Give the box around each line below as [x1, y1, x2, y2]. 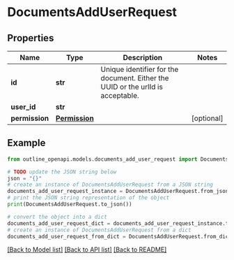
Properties [7, 32, 54, 44]
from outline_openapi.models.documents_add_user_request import [7, 155, 198, 163]
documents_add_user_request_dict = [7, 219, 111, 227]
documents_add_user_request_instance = [7, 188, 123, 195]
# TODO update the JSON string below [7, 168, 117, 175]
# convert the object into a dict [7, 213, 108, 220]
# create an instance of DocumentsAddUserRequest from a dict [7, 226, 192, 233]
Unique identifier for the [100, 64, 179, 74]
